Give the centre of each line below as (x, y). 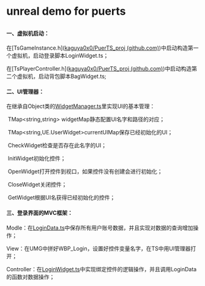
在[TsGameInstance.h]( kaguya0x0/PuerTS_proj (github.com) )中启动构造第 (100, 48)
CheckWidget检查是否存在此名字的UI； (57, 145)
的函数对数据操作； (31, 277)
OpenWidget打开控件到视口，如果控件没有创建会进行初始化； (85, 172)
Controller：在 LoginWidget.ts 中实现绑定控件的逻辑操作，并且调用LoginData (102, 269)
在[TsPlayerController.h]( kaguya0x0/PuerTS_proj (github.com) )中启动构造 (99, 69)
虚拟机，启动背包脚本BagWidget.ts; (61, 76)
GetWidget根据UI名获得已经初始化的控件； (61, 198)
